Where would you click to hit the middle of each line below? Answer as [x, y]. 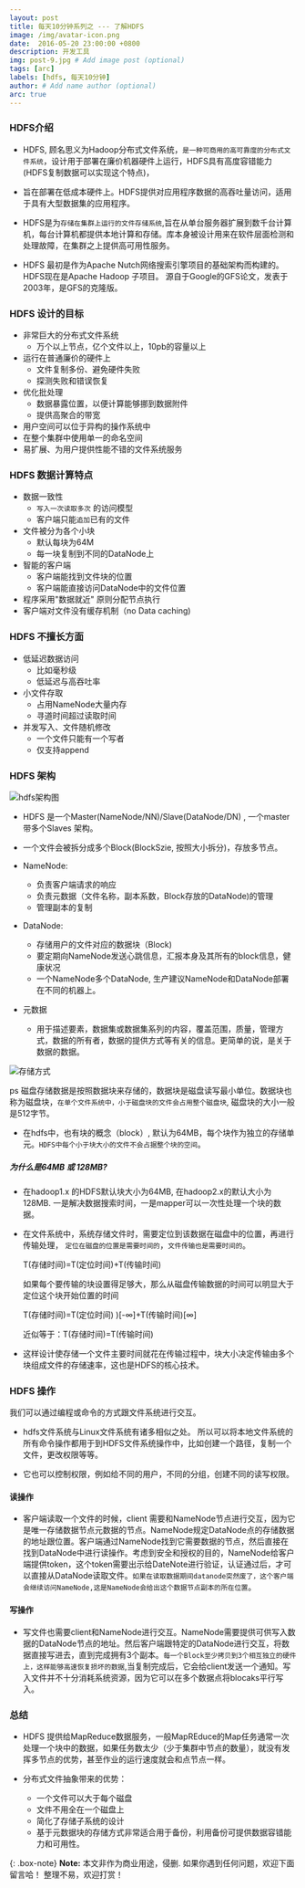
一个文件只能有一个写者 [80, 738]
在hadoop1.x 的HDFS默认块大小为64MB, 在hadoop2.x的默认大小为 [147, 1191]
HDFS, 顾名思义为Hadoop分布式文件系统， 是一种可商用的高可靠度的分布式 [153, 149]
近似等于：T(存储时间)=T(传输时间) [88, 1334]
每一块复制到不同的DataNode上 [95, 554]
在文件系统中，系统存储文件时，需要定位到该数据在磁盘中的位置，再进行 [158, 1233]
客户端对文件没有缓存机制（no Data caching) [107, 611]
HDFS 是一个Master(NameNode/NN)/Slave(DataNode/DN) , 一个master [156, 816]
